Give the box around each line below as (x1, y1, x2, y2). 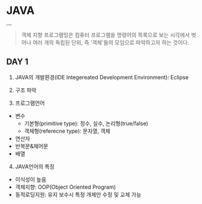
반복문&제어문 (15, 142, 49, 150)
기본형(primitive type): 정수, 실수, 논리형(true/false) (24, 119, 149, 127)
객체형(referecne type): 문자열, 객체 (24, 127, 110, 134)
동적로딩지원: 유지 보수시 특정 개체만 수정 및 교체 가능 (15, 191, 141, 198)
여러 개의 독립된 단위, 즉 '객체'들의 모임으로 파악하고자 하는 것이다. (32, 39, 190, 46)
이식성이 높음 (15, 176, 47, 183)
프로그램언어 (15, 99, 45, 107)
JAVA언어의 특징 (15, 163, 55, 170)
